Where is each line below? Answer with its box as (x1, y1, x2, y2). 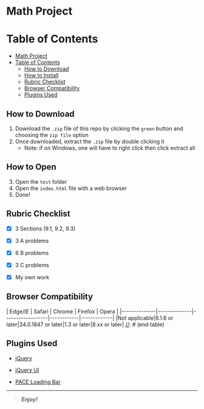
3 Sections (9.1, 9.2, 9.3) (15, 225, 76, 232)
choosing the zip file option (15, 131, 89, 138)
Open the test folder (15, 178, 67, 185)
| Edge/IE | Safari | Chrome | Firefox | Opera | (6, 307, 119, 315)
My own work (15, 273, 50, 281)
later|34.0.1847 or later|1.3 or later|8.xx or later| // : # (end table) (6, 321, 165, 328)
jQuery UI (15, 366, 39, 374)
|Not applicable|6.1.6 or (115, 314, 174, 321)
